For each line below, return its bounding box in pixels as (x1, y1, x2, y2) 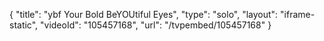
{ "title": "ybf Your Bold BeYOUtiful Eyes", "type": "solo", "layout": (9, 9, 279, 20)
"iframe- (280, 9, 316, 20)
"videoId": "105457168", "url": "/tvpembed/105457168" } (40, 19, 272, 31)
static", (9, 19, 39, 31)
